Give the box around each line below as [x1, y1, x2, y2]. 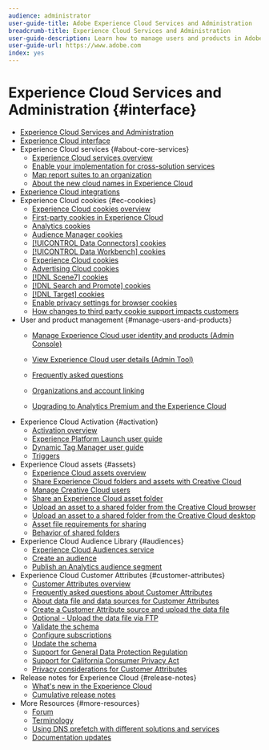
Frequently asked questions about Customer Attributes [31, 587, 213, 597]
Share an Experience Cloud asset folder [31, 493, 163, 503]
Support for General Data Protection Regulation [31, 647, 188, 657]
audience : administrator [8, 11, 91, 20]
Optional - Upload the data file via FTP [31, 613, 159, 622]
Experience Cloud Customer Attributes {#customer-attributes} [19, 570, 226, 580]
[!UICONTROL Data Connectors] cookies [31, 238, 167, 247]
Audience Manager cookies [31, 230, 123, 239]
